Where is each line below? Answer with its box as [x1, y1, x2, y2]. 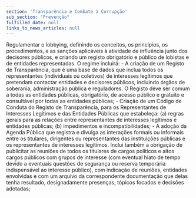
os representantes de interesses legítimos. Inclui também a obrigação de [6, 141, 182, 148]
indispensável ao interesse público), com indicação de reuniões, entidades [6, 166, 187, 174]
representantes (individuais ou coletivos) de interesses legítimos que [6, 72, 173, 80]
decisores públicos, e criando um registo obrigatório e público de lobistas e [6, 54, 190, 61]
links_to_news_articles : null [6, 25, 81, 31]
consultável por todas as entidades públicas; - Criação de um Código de [6, 98, 182, 105]
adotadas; [6, 185, 31, 192]
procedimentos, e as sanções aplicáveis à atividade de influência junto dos [6, 48, 188, 55]
